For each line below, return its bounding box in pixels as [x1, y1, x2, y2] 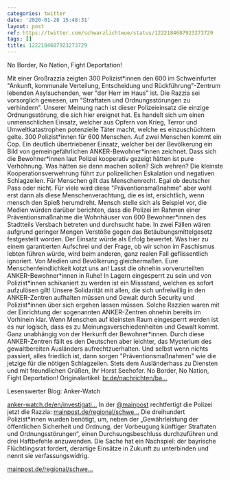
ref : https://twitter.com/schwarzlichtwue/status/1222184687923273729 [7, 29, 214, 36]
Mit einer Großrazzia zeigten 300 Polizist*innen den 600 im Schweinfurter [7, 74, 217, 83]
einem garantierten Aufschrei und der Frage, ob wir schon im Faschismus [7, 242, 215, 250]
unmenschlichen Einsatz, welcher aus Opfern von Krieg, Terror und [7, 118, 198, 126]
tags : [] [7, 36, 32, 43]
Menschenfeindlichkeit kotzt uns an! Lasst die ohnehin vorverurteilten [7, 264, 205, 272]
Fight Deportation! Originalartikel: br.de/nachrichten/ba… [7, 374, 168, 382]
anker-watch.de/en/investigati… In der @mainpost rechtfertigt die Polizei [7, 400, 213, 408]
